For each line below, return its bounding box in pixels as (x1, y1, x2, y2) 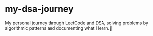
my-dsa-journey (5, 3, 74, 15)
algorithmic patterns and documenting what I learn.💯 (5, 25, 113, 31)
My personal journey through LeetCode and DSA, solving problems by (5, 20, 149, 26)
